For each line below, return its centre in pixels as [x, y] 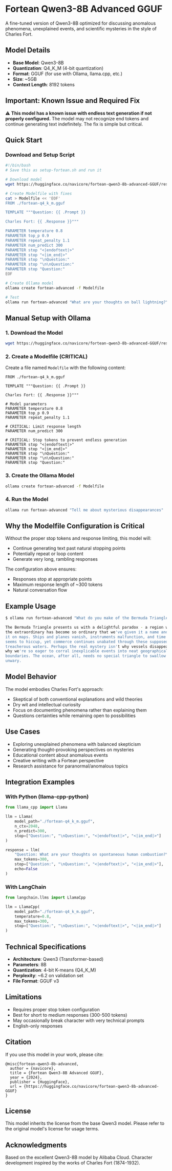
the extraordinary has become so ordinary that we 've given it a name [82, 632]
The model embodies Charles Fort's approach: [55, 689]
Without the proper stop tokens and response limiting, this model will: [78, 538]
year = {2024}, [26, 1077]
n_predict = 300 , [31, 831]
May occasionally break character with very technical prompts [78, 1020]
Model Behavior [31, 677]
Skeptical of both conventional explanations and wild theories [78, 699]
